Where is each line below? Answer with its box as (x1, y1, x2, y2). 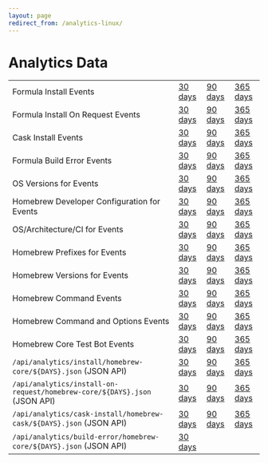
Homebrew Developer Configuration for (12, 196, 161, 208)
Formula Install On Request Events (12, 109, 141, 121)
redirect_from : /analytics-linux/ (8, 19, 124, 27)
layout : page (8, 11, 52, 20)
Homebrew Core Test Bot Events (12, 338, 135, 350)
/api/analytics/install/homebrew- (12, 358, 144, 367)
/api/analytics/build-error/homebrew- (12, 433, 160, 441)
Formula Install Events (12, 86, 95, 97)
